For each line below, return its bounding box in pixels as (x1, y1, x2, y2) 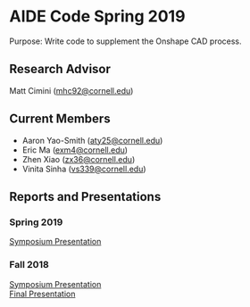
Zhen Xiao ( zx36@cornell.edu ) (21, 153, 136, 164)
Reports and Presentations (9, 189, 162, 204)
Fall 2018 (9, 259, 49, 271)
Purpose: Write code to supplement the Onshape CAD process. (9, 36, 243, 46)
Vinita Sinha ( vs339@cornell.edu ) (21, 163, 146, 174)
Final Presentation (9, 288, 76, 299)
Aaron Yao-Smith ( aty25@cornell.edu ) (21, 135, 163, 145)
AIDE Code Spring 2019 (9, 6, 186, 27)
